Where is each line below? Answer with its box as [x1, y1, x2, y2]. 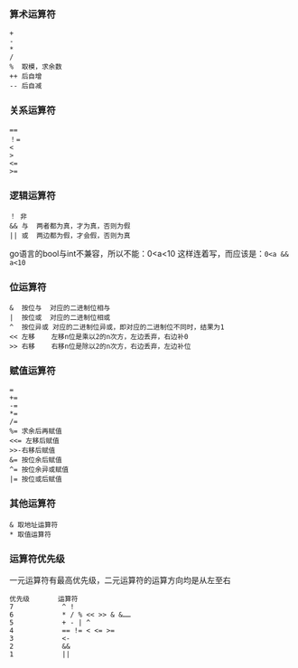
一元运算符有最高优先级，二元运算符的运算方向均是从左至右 [9, 575, 231, 586]
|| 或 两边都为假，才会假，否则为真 [9, 231, 131, 240]
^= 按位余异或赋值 [9, 466, 70, 475]
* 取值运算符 [9, 530, 51, 539]
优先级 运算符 [9, 595, 79, 604]
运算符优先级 [9, 552, 66, 565]
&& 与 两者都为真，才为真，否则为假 [9, 221, 131, 231]
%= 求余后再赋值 [9, 427, 62, 436]
